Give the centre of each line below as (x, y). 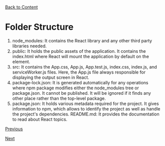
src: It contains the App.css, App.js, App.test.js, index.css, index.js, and (84, 67)
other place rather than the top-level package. (59, 98)
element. (21, 62)
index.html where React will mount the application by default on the (81, 56)
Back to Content (21, 7)
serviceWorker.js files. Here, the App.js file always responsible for (79, 72)
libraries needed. (29, 46)
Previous (14, 129)
